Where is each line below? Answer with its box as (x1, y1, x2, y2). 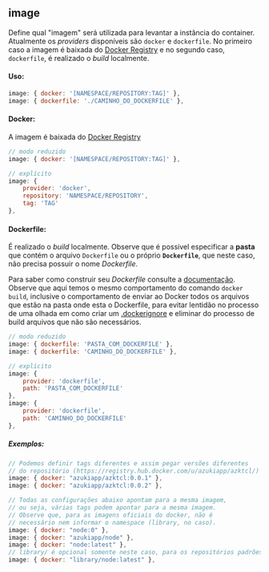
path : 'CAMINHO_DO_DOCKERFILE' (22, 414, 127, 422)
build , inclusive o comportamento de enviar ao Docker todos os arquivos (8, 292, 250, 302)
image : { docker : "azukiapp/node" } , (8, 533, 134, 542)
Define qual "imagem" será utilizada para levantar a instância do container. (8, 27, 255, 37)
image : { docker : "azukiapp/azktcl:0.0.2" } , (8, 481, 163, 490)
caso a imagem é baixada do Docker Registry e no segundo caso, (8, 44, 226, 55)
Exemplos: (8, 439, 45, 448)
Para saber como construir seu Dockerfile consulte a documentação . (8, 274, 236, 284)
